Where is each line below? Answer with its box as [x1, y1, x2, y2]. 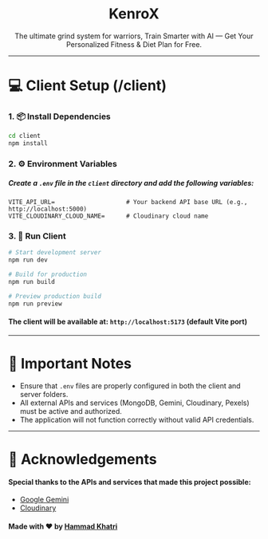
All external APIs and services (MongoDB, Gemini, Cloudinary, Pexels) [19, 398, 250, 407]
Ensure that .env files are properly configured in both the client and [19, 380, 241, 391]
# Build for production [8, 270, 88, 279]
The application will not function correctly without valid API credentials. [19, 415, 254, 424]
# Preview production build [8, 292, 102, 300]
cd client [8, 132, 41, 140]
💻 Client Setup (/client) [8, 77, 167, 95]
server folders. [19, 389, 69, 399]
